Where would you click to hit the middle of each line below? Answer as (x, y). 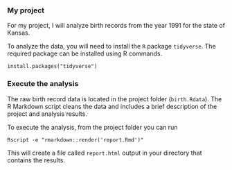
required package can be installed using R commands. (85, 53)
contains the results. (36, 160)
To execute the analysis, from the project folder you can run (92, 127)
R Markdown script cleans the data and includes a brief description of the (112, 106)
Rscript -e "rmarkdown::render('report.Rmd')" (75, 140)
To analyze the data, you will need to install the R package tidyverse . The (111, 46)
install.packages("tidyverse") (52, 67)
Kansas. (19, 33)
